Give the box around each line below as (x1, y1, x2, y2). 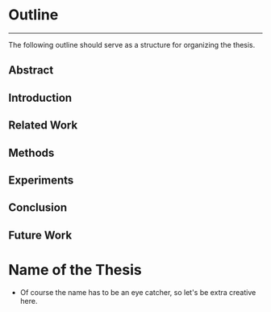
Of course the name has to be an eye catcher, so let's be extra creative (19, 287, 256, 297)
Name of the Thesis (8, 260, 143, 279)
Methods (8, 145, 55, 159)
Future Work (8, 228, 73, 242)
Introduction (8, 91, 73, 104)
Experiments (8, 173, 74, 187)
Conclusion (8, 200, 68, 215)
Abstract (8, 63, 54, 78)
